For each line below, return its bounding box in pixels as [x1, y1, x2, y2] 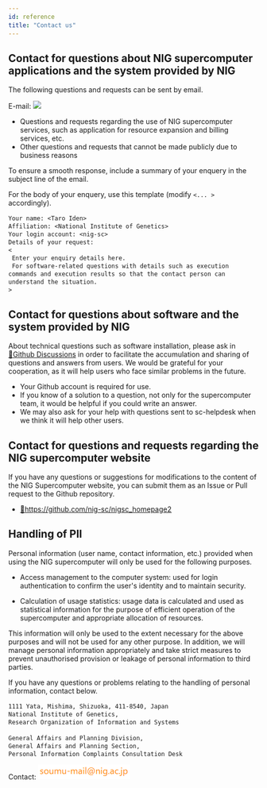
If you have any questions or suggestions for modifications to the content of [8, 472, 257, 481]
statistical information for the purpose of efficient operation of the [19, 605, 236, 614]
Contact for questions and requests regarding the [8, 438, 259, 452]
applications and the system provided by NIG [8, 64, 236, 77]
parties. [8, 662, 33, 671]
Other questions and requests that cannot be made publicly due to [19, 142, 238, 152]
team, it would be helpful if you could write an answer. [19, 399, 197, 408]
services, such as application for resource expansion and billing [19, 126, 229, 135]
